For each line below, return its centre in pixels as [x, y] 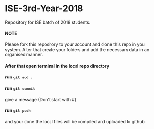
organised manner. [24, 55]
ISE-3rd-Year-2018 [44, 9]
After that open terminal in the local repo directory [57, 66]
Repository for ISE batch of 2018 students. [48, 22]
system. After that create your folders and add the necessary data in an [77, 50]
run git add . [19, 77]
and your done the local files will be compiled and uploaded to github [75, 121]
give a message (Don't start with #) [41, 99]
